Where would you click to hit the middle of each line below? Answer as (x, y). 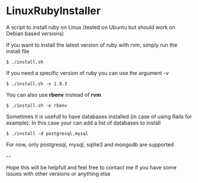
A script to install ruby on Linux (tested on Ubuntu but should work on (91, 27)
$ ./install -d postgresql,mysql (47, 133)
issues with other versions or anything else (58, 174)
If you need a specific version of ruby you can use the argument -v (88, 73)
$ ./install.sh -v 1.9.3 (37, 84)
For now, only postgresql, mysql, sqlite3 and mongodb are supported (90, 144)
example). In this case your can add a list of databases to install (83, 123)
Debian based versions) (35, 33)
